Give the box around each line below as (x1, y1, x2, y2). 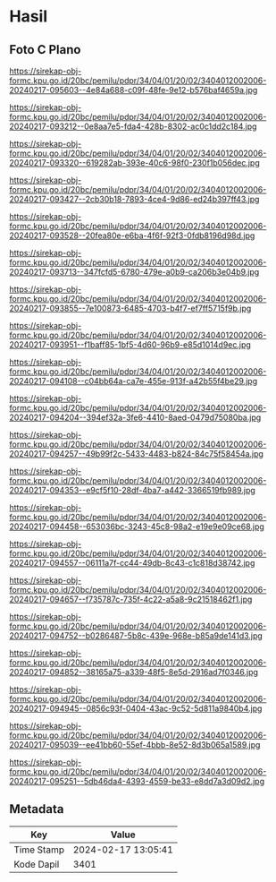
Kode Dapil (13, 858, 60, 870)
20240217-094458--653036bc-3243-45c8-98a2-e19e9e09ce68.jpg (9, 521, 265, 532)
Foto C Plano (9, 42, 81, 57)
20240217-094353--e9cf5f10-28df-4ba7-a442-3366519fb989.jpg (9, 485, 256, 495)
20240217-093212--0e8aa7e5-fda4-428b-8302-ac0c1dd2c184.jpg (9, 121, 257, 132)
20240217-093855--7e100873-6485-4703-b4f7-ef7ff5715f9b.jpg (9, 303, 252, 313)
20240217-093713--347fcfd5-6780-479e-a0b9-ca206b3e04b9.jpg (9, 267, 260, 277)
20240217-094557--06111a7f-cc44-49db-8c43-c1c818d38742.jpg (9, 558, 255, 568)
